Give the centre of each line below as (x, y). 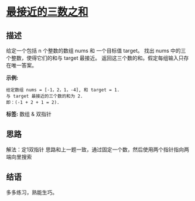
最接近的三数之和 (47, 12)
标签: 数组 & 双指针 (29, 114)
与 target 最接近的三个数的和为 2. (45, 96)
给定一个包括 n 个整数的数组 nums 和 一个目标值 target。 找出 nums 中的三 (96, 51)
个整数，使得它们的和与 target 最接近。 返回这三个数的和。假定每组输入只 (95, 58)
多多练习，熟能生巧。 (32, 192)
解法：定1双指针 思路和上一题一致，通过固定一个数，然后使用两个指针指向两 (97, 149)
